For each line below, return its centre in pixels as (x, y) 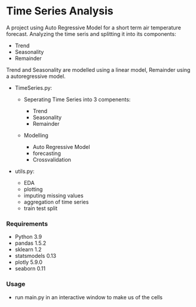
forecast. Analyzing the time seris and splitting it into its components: (91, 34)
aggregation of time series (56, 202)
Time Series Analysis (60, 11)
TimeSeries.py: (33, 87)
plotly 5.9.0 (29, 262)
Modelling (36, 135)
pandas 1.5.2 (30, 243)
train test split (41, 208)
